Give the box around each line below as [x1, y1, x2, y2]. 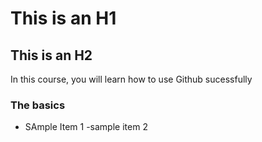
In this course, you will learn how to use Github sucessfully [10, 73, 253, 85]
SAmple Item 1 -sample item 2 [24, 121, 148, 133]
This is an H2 [10, 47, 93, 64]
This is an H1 [10, 7, 117, 30]
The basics [10, 98, 66, 112]
